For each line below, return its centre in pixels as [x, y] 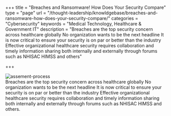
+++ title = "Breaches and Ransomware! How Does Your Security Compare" [85, 7]
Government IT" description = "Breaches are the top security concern [79, 29]
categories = [125, 18]
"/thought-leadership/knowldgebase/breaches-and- [102, 13]
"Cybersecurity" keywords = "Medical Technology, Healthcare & [73, 24]
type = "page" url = [26, 13]
